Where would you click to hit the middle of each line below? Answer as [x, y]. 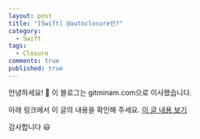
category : [25, 31]
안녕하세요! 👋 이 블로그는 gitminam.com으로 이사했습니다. [100, 92]
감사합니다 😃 [30, 127]
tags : [17, 46]
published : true [36, 69]
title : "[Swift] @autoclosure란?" [66, 23]
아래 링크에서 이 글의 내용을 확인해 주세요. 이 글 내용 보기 [98, 109]
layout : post [30, 16]
